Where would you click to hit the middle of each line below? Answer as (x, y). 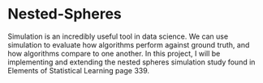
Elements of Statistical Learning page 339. (79, 70)
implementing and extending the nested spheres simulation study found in (131, 62)
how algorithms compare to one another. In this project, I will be (114, 53)
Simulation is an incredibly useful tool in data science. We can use (118, 36)
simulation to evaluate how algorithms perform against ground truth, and (129, 44)
